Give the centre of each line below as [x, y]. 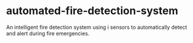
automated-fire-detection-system [92, 11]
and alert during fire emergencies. [48, 33]
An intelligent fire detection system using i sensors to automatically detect [96, 27]
